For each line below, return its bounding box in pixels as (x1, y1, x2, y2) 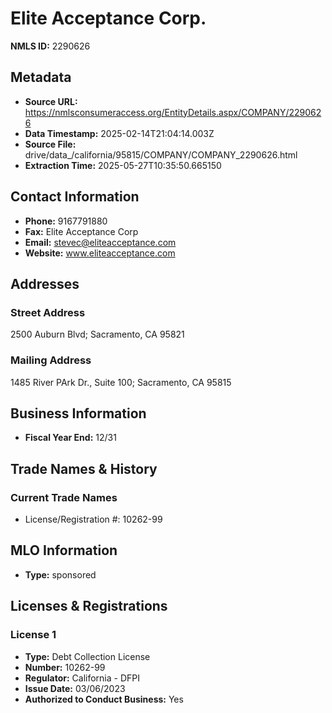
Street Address (10, 305, 86, 319)
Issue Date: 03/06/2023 (24, 682, 126, 694)
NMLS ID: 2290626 (10, 40, 91, 52)
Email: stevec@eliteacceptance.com (24, 236, 177, 248)
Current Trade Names (10, 490, 118, 504)
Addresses (10, 275, 80, 292)
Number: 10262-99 (24, 661, 106, 673)
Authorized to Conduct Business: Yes (24, 693, 184, 705)
